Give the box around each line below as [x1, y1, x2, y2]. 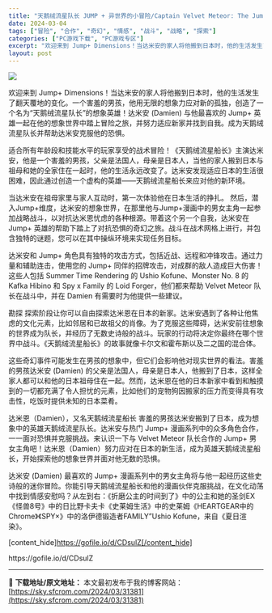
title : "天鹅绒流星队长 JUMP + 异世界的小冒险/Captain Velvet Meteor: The [8, 11, 249, 20]
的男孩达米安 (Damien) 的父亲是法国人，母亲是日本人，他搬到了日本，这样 [8, 366, 257, 375]
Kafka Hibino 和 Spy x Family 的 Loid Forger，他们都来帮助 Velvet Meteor [8, 281, 253, 290]
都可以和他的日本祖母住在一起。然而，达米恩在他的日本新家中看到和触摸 [22, 376, 264, 385]
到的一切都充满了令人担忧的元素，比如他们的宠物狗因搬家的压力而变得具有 [8, 386, 257, 395]
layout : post [8, 49, 53, 57]
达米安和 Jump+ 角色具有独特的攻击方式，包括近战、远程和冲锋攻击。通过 [8, 251, 257, 260]
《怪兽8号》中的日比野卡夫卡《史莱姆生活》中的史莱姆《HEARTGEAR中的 [8, 501, 254, 510]
